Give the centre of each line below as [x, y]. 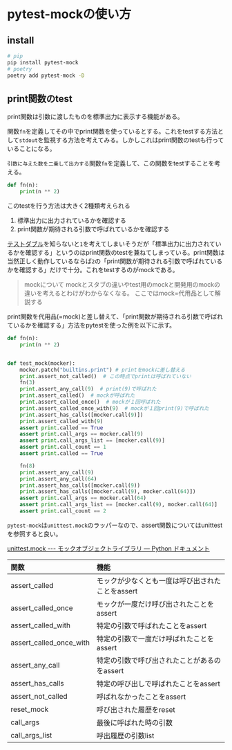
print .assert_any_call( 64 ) [58, 479]
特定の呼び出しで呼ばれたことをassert [158, 684]
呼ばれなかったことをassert [141, 697]
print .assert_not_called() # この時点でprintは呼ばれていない [106, 376]
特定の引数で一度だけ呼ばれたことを [155, 639]
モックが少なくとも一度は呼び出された [158, 580]
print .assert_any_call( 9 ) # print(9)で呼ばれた [88, 389]
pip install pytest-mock [43, 62]
